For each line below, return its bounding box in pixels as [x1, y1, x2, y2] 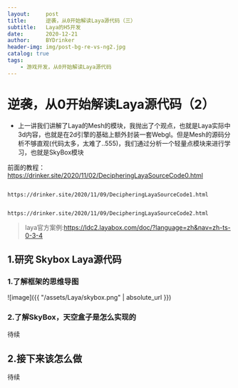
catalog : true [7, 51, 50, 58]
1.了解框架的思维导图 [7, 276, 79, 286]
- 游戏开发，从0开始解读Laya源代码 [20, 63, 112, 70]
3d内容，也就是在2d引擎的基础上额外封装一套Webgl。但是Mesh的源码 [17, 130, 224, 139]
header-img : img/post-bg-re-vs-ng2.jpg [7, 43, 126, 51]
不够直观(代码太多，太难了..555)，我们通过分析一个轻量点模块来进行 [24, 139, 224, 147]
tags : [7, 57, 24, 64]
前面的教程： [7, 163, 45, 172]
